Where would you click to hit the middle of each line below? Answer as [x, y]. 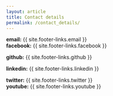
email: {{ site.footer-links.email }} [46, 40]
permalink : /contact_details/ [43, 23]
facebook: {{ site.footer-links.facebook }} [56, 46]
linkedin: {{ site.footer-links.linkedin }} [52, 69]
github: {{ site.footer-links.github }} [49, 57]
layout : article [26, 12]
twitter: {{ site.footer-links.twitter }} [49, 80]
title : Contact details [35, 17]
